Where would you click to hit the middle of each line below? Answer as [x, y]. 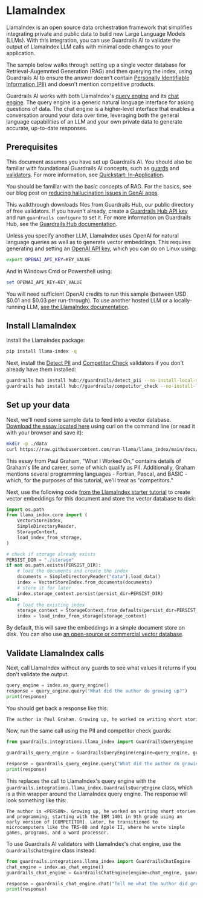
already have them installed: [41, 370]
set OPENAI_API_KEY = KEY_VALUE [44, 282]
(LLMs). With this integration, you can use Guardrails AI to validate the [93, 40]
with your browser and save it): [45, 432]
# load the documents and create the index [73, 571]
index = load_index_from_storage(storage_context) [82, 616]
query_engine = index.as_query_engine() [58, 685]
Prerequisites [32, 147]
